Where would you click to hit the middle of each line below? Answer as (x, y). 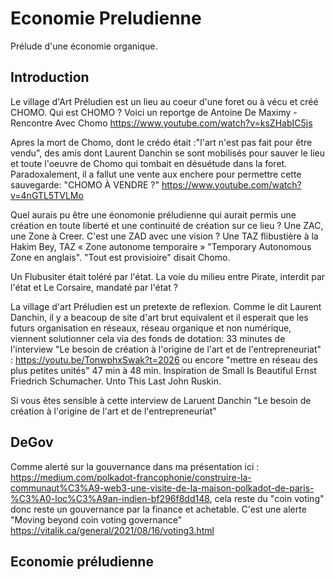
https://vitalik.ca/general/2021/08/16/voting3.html (112, 530)
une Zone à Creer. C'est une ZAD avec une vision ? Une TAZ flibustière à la (164, 236)
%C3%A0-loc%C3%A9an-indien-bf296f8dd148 (110, 498)
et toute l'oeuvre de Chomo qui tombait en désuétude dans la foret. (149, 163)
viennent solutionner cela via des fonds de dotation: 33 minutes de (148, 338)
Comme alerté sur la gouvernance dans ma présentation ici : (135, 466)
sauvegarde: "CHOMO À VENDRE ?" (85, 184)
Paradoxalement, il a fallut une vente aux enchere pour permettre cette (156, 174)
